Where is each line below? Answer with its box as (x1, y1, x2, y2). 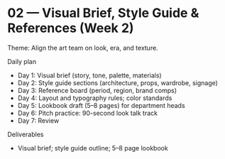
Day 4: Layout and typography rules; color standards (17, 94, 172, 102)
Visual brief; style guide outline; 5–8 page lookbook (17, 143, 168, 152)
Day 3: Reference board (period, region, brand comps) (17, 86, 177, 94)
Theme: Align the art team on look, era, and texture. (7, 43, 158, 52)
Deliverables (7, 130, 44, 138)
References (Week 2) (7, 20, 134, 36)
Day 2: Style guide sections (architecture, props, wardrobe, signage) (17, 78, 219, 87)
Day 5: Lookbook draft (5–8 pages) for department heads (17, 101, 186, 109)
